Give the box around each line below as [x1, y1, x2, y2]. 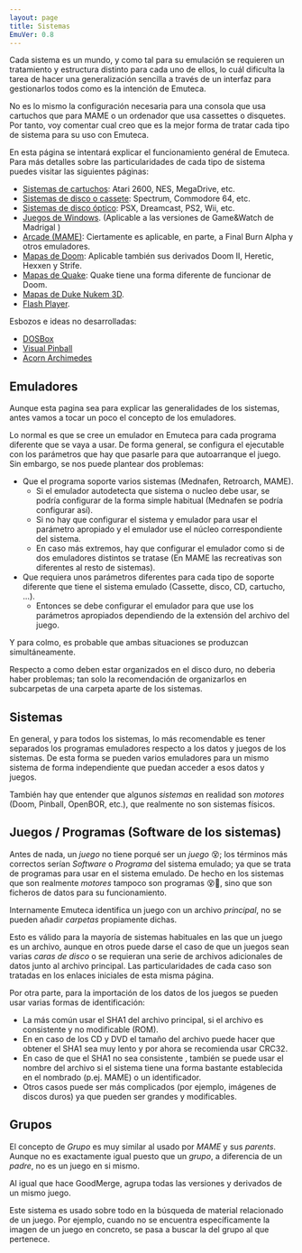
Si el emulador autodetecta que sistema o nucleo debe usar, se [35, 486, 270, 497]
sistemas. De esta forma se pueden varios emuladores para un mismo [9, 753, 270, 763]
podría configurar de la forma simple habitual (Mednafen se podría [35, 495, 284, 506]
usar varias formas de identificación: [9, 997, 146, 1008]
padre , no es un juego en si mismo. [9, 1160, 140, 1171]
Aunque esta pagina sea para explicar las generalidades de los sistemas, [9, 403, 280, 414]
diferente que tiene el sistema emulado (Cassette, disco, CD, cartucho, [22, 581, 286, 592]
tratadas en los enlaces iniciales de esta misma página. [9, 970, 215, 981]
